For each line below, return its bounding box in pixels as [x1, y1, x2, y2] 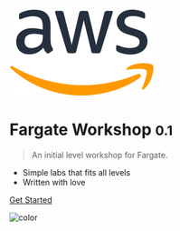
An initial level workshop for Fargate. [31, 149, 168, 160]
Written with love [22, 176, 86, 187]
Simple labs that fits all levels [22, 166, 131, 177]
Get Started [9, 194, 52, 205]
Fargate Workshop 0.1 [9, 119, 174, 140]
